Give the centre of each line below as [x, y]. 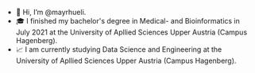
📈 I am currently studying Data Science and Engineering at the [119, 49]
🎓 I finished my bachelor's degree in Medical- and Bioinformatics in [128, 21]
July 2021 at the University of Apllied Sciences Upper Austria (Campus [131, 32]
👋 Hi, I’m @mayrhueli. [51, 12]
